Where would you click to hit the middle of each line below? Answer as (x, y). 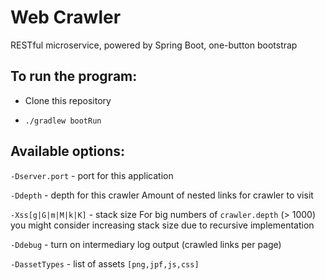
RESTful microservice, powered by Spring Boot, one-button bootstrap (154, 45)
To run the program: (74, 76)
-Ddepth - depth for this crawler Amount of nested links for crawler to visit (162, 195)
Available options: (68, 151)
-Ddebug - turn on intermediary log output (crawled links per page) (146, 244)
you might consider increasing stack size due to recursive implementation (162, 225)
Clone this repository (68, 100)
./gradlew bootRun (63, 121)
